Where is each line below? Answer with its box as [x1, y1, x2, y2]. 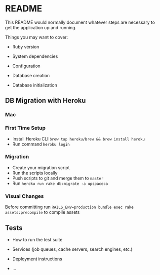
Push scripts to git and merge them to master [12, 175, 104, 181]
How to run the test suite [12, 236, 63, 242]
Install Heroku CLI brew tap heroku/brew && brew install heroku [12, 136, 145, 141]
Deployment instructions [12, 256, 63, 262]
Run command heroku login [12, 141, 70, 147]
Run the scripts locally [12, 170, 58, 176]
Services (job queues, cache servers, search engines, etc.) [12, 246, 133, 252]
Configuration [12, 63, 40, 69]
